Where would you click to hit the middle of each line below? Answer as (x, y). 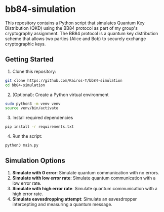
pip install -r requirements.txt (40, 127)
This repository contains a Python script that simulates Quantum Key (75, 23)
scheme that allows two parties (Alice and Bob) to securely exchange (76, 39)
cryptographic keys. (25, 44)
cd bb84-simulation (25, 85)
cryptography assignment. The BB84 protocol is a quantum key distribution (82, 33)
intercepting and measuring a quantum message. (62, 204)
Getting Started (29, 60)
